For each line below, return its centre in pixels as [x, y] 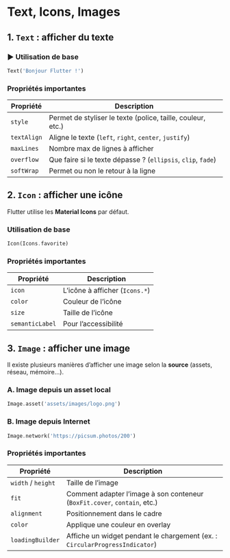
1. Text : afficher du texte [61, 37]
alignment [26, 513]
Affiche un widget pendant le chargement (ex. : [142, 535]
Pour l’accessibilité [93, 324]
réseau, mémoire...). [35, 372]
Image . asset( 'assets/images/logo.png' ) [64, 404]
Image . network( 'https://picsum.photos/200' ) [72, 436]
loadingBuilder [35, 540]
